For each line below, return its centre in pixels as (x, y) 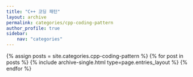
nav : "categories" (40, 39)
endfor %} (19, 68)
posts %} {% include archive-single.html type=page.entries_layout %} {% (97, 62)
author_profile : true (33, 28)
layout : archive (26, 17)
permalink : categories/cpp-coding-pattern (60, 23)
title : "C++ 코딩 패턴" (33, 12)
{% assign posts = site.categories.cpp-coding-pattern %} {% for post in (95, 56)
